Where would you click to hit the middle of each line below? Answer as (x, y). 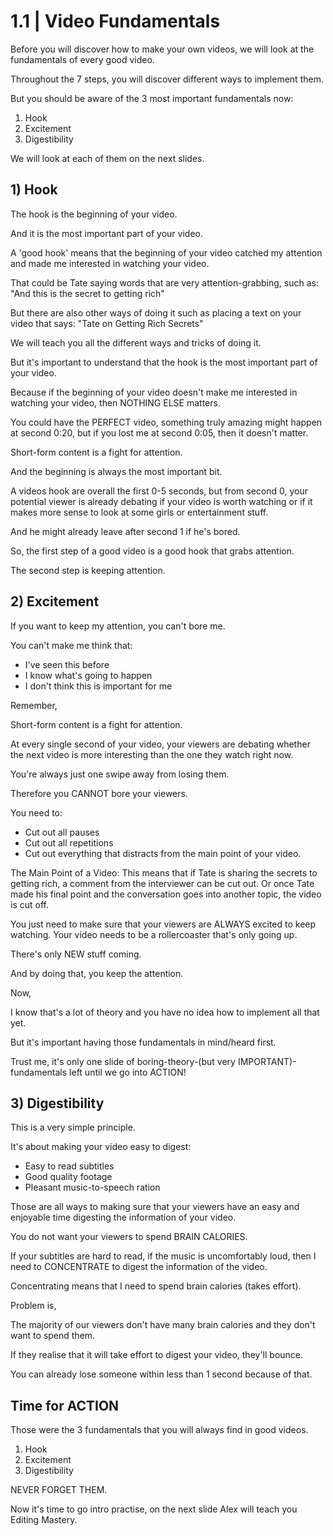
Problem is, (33, 1306)
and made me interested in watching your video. (110, 263)
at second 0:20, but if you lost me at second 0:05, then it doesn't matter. (159, 432)
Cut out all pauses (62, 832)
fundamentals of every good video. (82, 59)
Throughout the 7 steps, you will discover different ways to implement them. (167, 79)
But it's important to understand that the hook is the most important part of (164, 362)
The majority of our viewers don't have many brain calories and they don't (163, 1325)
